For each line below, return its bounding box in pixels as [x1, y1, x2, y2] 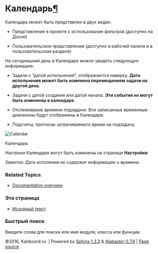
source [5, 243, 20, 249]
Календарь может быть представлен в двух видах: [5, 19, 112, 25]
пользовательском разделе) [12, 48, 72, 54]
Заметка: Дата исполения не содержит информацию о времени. [5, 159, 140, 165]
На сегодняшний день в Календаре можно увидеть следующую [5, 58, 139, 63]
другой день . [12, 82, 40, 88]
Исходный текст [12, 206, 46, 212]
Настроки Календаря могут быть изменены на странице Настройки [5, 150, 148, 156]
